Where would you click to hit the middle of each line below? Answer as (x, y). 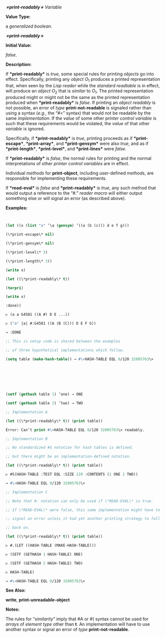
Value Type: (18, 17)
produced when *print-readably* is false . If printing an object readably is (81, 102)
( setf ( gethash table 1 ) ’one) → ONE (44, 394)
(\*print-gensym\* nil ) (30, 243)
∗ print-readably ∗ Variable (34, 7)
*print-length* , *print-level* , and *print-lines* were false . (66, 149)
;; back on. (18, 528)
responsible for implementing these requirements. (56, 178)
